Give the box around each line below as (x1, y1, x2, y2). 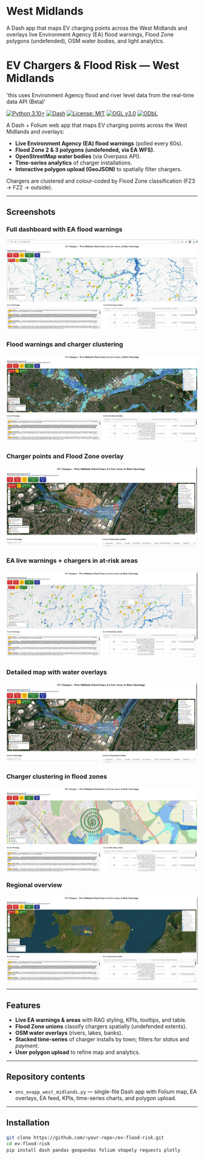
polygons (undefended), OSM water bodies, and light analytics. (6, 37, 165, 44)
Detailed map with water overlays (6, 668, 107, 676)
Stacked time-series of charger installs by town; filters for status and (15, 1035, 189, 1042)
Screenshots (6, 207, 56, 217)
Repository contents (6, 1072, 86, 1082)
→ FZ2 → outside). (6, 183, 53, 191)
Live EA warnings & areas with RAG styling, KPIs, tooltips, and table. (15, 1016, 187, 1024)
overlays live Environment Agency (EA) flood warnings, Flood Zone (6, 30, 174, 38)
